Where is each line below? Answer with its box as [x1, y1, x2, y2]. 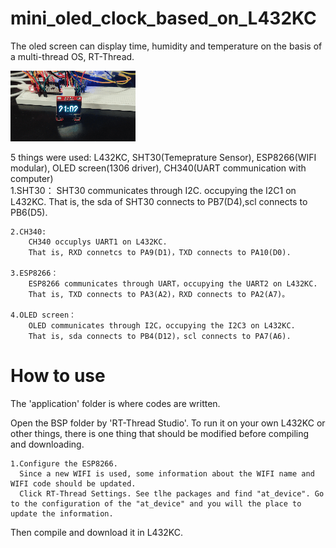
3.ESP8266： [10, 268, 59, 278]
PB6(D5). [10, 206, 48, 218]
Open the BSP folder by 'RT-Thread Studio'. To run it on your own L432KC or [10, 417, 326, 429]
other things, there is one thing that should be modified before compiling [10, 427, 310, 439]
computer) [10, 172, 54, 184]
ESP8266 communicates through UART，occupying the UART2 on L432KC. [28, 278, 318, 289]
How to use [10, 365, 106, 387]
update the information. [10, 508, 114, 519]
